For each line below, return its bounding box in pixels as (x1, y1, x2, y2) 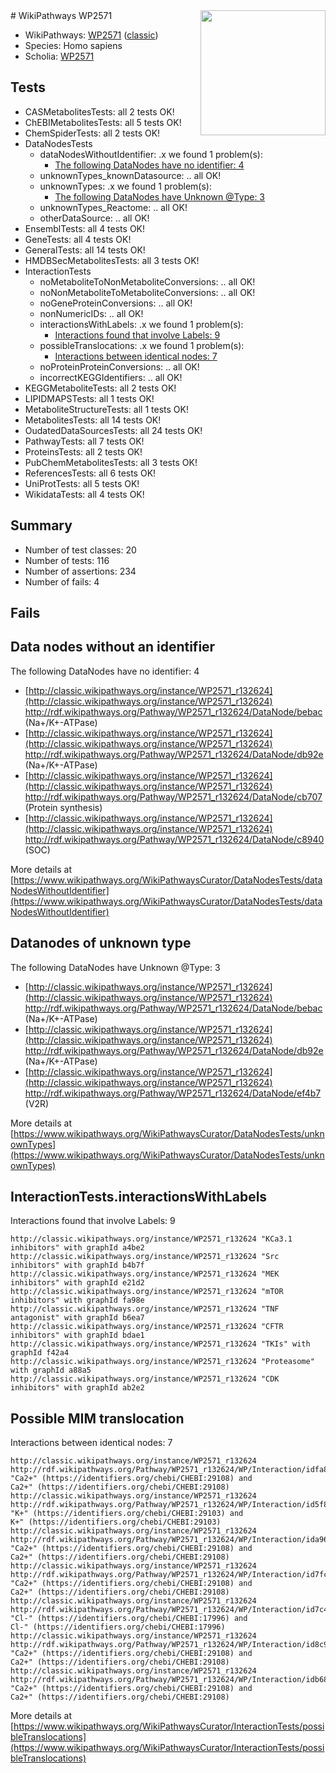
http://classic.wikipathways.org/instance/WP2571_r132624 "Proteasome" (10, 1357, 315, 1367)
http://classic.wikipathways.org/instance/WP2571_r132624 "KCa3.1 (10, 1234, 293, 1244)
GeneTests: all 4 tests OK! (24, 233, 132, 245)
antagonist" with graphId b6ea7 (10, 1313, 145, 1323)
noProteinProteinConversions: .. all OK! (39, 360, 200, 373)
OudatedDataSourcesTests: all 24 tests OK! (24, 424, 203, 436)
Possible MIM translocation (10, 1410, 185, 1427)
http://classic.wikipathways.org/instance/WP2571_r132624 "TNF (10, 1304, 280, 1314)
